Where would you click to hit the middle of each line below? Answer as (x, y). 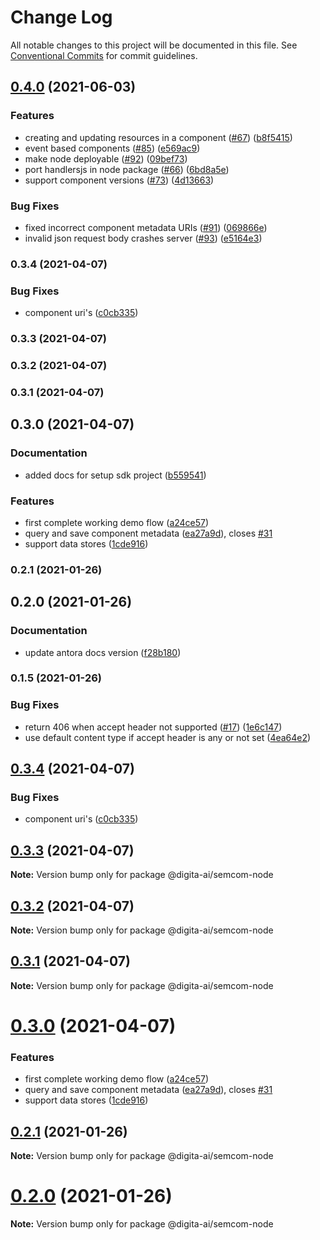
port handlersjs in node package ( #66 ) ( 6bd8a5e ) (127, 169)
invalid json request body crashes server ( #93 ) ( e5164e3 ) (143, 238)
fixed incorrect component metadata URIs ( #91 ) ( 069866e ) (146, 227)
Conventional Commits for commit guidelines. (104, 55)
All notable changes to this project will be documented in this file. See (154, 45)
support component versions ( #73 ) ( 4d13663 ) (119, 180)
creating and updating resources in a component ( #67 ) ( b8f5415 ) (158, 137)
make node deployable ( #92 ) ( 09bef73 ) (106, 158)
